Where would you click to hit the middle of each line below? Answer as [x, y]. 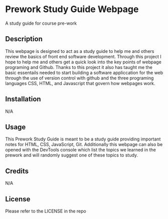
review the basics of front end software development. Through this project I [83, 56]
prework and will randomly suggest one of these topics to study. [72, 155]
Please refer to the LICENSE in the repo [46, 211]
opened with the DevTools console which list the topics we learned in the [81, 150]
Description [24, 39]
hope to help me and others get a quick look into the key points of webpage [83, 62]
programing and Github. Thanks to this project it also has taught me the [79, 67]
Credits [17, 171]
